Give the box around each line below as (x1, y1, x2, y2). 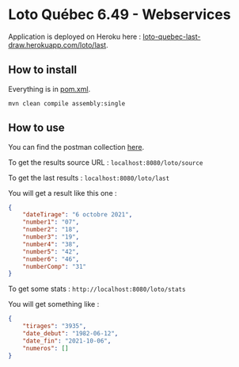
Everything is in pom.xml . (8, 84, 91, 94)
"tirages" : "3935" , (22, 323, 87, 331)
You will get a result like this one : (8, 188, 117, 197)
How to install (8, 63, 78, 77)
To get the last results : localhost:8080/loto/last (8, 173, 170, 182)
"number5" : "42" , (22, 247, 80, 255)
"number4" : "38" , (22, 240, 80, 248)
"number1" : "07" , (22, 218, 80, 227)
